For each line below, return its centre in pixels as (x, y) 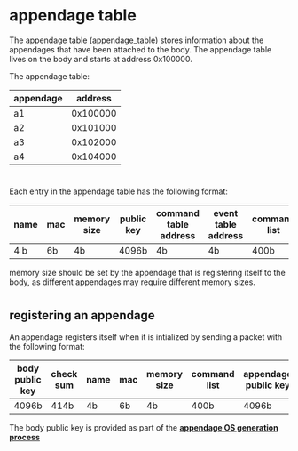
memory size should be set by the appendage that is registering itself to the (147, 273)
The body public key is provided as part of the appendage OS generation (144, 427)
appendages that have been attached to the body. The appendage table (141, 49)
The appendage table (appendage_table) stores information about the (137, 40)
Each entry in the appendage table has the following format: (119, 191)
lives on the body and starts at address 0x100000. (101, 59)
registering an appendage (82, 315)
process (25, 437)
